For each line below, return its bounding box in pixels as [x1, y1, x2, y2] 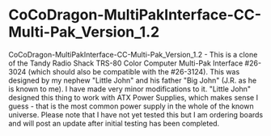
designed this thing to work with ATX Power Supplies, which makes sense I [8, 92, 259, 102]
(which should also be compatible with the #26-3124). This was [28, 66, 240, 76]
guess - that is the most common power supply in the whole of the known [8, 101, 254, 111]
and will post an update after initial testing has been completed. [8, 118, 220, 128]
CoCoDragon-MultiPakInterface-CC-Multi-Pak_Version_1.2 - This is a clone [8, 49, 258, 59]
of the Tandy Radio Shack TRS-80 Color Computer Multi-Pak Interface [8, 58, 243, 68]
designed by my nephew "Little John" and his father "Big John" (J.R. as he [8, 75, 257, 85]
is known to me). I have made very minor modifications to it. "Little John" [8, 83, 252, 94]
